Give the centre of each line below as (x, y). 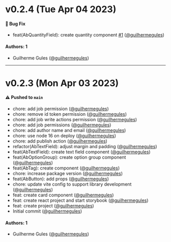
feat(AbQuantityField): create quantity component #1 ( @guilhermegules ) (88, 35)
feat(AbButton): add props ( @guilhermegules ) (61, 179)
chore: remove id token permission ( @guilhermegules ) (70, 114)
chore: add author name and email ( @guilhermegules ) (69, 130)
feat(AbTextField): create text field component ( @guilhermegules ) (82, 152)
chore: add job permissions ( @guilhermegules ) (62, 125)
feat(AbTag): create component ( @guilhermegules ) (66, 168)
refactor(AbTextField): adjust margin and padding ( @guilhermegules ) (85, 146)
